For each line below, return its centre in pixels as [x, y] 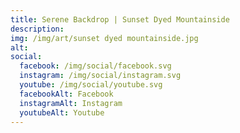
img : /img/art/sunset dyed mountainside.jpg [104, 38]
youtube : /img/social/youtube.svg [91, 85]
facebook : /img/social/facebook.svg [95, 66]
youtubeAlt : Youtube [62, 112]
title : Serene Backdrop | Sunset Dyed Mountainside [120, 19]
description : [37, 29]
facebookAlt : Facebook [66, 94]
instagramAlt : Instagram [71, 103]
